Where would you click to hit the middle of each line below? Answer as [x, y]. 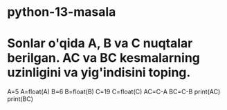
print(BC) [20, 99]
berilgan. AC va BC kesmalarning [104, 58]
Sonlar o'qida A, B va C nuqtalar [100, 44]
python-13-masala [62, 12]
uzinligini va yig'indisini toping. [99, 73]
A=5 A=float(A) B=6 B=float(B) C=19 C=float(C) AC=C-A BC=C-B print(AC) [114, 92]
